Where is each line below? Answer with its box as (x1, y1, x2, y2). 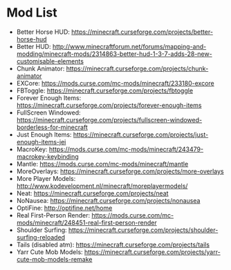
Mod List (6, 5, 57, 21)
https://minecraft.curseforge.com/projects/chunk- (66, 64, 209, 73)
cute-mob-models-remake (16, 255, 93, 263)
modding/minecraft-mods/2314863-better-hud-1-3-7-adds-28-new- (16, 50, 212, 58)
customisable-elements (16, 57, 84, 65)
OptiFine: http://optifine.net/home (16, 204, 113, 212)
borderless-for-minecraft (16, 123, 88, 131)
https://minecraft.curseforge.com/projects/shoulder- (68, 226, 219, 234)
